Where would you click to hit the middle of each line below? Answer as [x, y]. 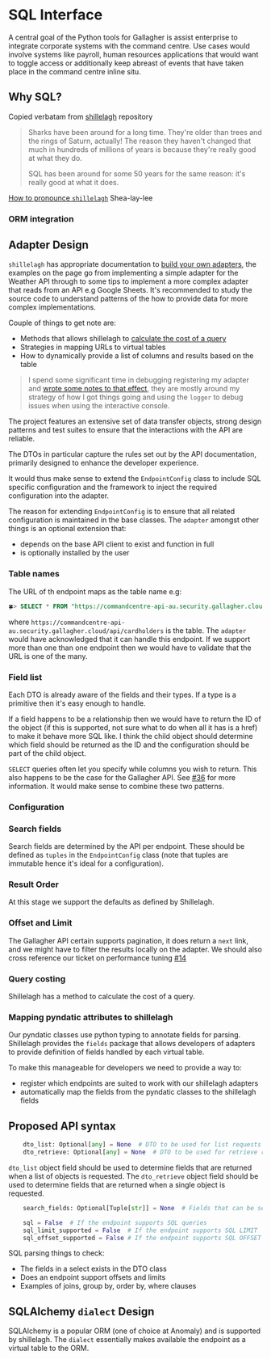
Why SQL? [35, 97]
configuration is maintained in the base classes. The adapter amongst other [134, 520]
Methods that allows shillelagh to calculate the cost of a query [123, 339]
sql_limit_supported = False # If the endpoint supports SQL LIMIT [140, 1230]
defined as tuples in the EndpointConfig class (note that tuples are [118, 855]
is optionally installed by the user [75, 553]
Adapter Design [48, 245]
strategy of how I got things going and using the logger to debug [135, 397]
